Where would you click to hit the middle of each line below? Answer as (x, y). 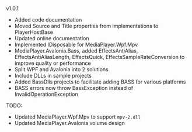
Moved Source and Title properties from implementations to (86, 26)
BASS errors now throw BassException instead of (74, 88)
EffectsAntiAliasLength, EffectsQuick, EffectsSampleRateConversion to (100, 57)
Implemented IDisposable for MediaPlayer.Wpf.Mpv (76, 44)
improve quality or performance (53, 63)
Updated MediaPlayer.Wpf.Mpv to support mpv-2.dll (78, 117)
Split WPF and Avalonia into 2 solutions (62, 69)
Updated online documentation (52, 38)
